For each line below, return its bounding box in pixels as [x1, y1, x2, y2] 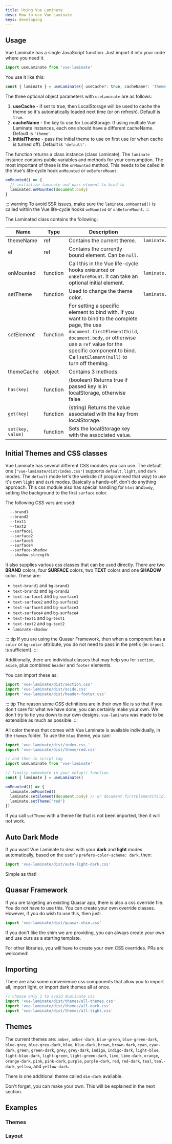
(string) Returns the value [69, 404, 131, 411]
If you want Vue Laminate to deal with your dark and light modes [5, 847, 142, 853]
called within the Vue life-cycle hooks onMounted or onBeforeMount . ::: [5, 206, 149, 212]
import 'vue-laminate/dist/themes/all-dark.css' [5, 1004, 111, 1009]
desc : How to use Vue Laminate [5, 12, 72, 17]
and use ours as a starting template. [5, 935, 81, 941]
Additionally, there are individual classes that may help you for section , [5, 657, 155, 663]
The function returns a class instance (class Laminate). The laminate [5, 151, 150, 157]
